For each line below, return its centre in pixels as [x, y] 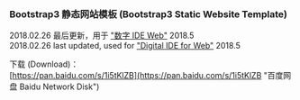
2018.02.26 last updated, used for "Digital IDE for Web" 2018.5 [125, 46]
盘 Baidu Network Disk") [55, 86]
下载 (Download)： [44, 64]
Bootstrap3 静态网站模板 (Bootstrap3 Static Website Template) [149, 14]
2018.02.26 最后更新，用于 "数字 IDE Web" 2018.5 [102, 36]
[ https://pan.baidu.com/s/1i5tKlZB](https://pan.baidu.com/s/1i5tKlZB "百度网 [150, 76]
